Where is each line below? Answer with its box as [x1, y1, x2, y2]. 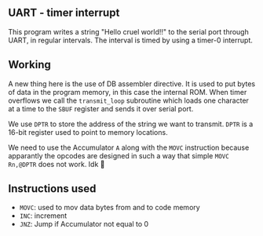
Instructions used [8, 182, 97, 195]
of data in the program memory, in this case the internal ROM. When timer [8, 87, 247, 96]
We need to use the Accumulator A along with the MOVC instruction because [8, 143, 250, 152]
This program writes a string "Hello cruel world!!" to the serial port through [8, 27, 249, 36]
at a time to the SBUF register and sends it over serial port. [8, 103, 194, 113]
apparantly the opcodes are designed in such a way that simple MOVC [8, 151, 229, 160]
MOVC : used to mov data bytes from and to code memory [19, 203, 200, 212]
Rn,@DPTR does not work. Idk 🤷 [8, 159, 105, 169]
